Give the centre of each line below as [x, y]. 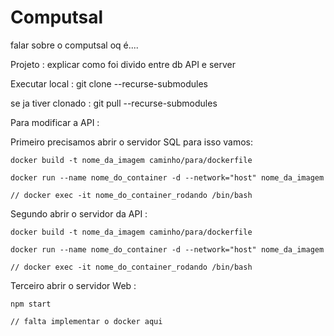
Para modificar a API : [55, 122]
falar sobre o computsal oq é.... [74, 45]
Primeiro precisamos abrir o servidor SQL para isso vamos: [131, 142]
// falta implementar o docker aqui [86, 321]
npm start [31, 304]
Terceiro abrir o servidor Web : [73, 285]
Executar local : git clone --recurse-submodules [109, 83]
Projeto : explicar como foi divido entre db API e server [123, 64]
